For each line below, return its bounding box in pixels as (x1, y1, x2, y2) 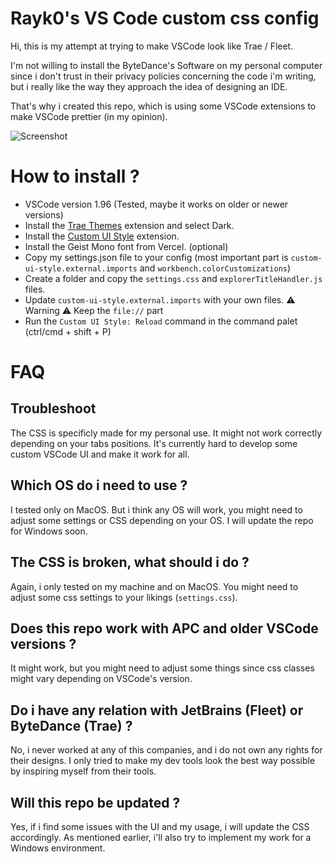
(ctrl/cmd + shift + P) (24, 325, 112, 337)
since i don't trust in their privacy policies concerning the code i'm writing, (10, 70, 317, 82)
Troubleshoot (10, 400, 97, 417)
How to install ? (10, 165, 140, 188)
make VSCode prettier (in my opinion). (10, 110, 168, 122)
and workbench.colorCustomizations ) (139, 262, 292, 274)
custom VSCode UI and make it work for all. (10, 448, 190, 460)
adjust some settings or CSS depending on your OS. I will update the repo (10, 514, 314, 526)
